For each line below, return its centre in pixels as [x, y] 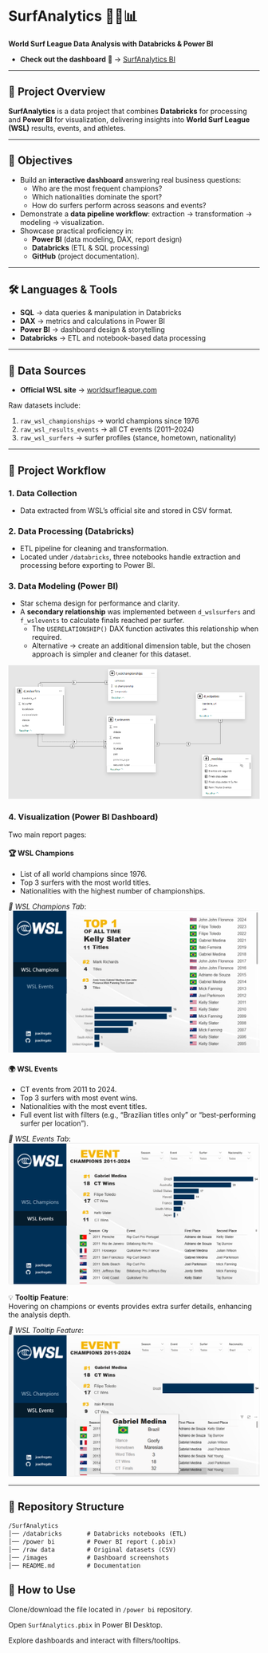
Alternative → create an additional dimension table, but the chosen [141, 646]
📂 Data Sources [47, 371]
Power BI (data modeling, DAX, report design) [107, 239]
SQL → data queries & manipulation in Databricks [100, 313]
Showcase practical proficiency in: [77, 231]
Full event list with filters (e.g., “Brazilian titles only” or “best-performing [138, 1115]
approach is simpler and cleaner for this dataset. [111, 654]
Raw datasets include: [45, 405]
